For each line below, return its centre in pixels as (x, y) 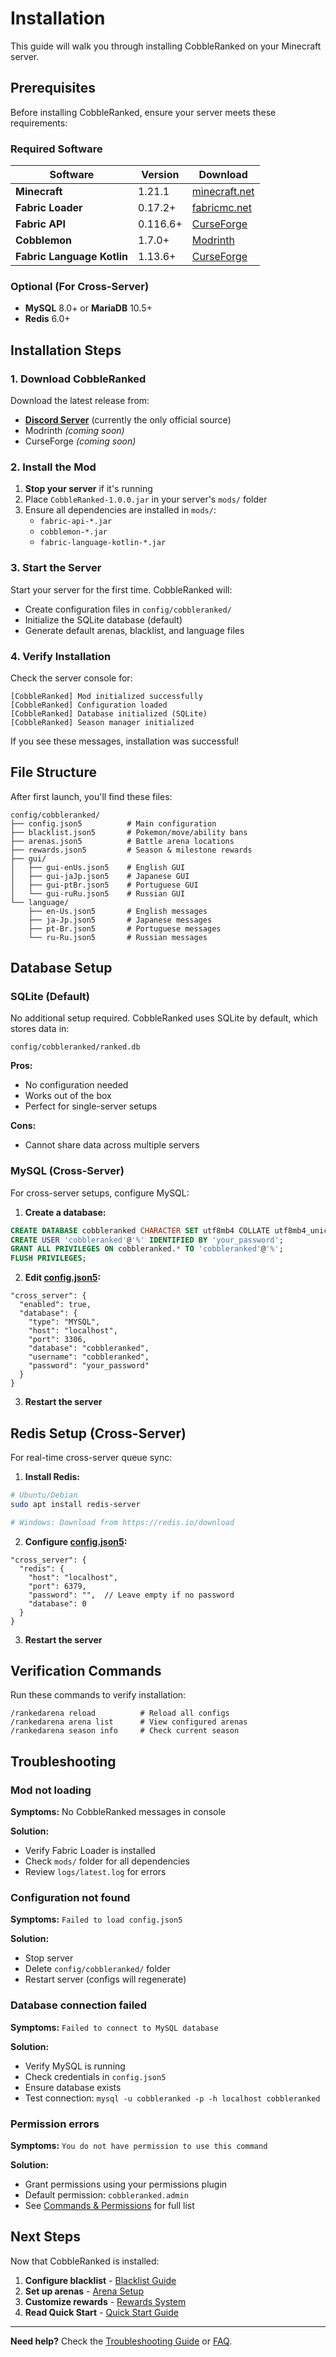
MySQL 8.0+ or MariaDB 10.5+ (88, 308)
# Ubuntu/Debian (44, 1495)
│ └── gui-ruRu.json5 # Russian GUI (98, 893)
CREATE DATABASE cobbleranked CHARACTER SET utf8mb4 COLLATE (140, 1230)
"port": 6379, (57, 1586)
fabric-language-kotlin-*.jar (103, 543)
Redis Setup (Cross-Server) (98, 1433)
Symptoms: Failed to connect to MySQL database (114, 2027)
